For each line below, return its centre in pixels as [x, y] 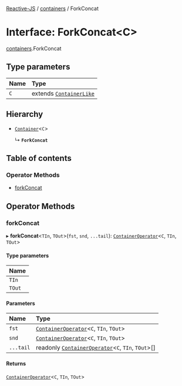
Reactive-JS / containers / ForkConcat [52, 9]
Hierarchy [25, 114]
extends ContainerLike [63, 93]
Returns [16, 363]
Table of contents [39, 158]
